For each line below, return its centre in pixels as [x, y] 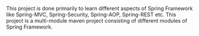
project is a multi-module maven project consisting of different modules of [97, 21]
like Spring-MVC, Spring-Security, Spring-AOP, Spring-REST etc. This [91, 15]
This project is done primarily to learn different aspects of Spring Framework [99, 8]
